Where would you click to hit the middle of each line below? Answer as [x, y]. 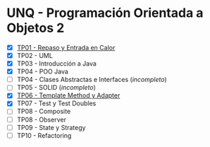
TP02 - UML [35, 55]
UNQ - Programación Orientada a [105, 13]
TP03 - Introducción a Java [56, 64]
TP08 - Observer [41, 119]
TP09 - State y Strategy [51, 127]
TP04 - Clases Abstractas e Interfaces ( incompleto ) [92, 80]
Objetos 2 [36, 28]
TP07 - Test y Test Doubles [56, 103]
